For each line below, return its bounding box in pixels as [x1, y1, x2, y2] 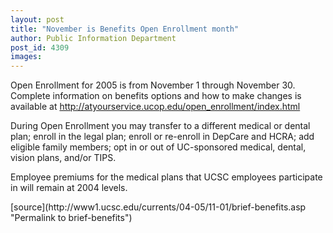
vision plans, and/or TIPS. [10, 152, 117, 164]
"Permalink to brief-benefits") [10, 212, 133, 224]
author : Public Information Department [10, 33, 177, 43]
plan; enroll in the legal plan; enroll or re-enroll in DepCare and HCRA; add [10, 131, 315, 143]
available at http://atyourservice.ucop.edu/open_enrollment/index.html [10, 101, 301, 113]
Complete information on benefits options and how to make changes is [10, 90, 302, 102]
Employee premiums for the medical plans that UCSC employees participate [10, 171, 323, 183]
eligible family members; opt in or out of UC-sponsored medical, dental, [10, 141, 307, 153]
